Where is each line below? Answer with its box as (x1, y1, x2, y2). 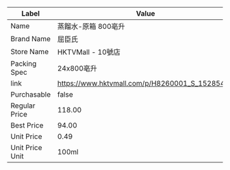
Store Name (10, 47, 49, 56)
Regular (10, 101, 36, 110)
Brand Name (10, 34, 51, 43)
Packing (10, 59, 37, 68)
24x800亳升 (57, 64, 98, 73)
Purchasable (10, 90, 51, 99)
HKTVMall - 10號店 (57, 47, 121, 57)
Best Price (10, 121, 44, 130)
